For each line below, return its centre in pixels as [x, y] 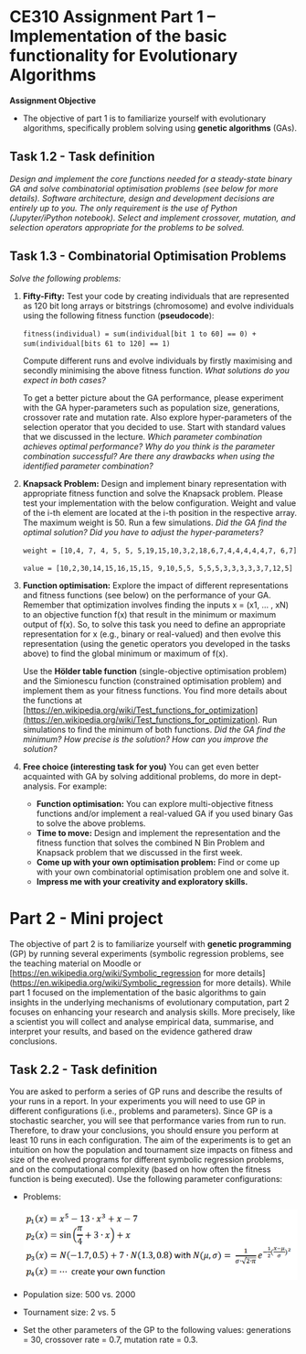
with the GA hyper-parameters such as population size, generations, [151, 407]
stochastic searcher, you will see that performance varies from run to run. [148, 1121]
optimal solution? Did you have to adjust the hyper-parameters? [143, 532]
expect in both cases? [64, 380]
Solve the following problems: [65, 278]
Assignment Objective [53, 100]
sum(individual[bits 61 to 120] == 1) [96, 344]
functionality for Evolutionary [124, 56]
